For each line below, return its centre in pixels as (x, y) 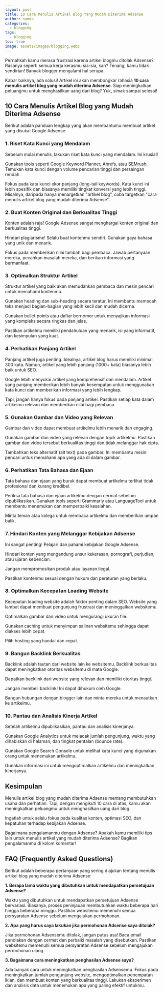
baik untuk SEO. (21, 370)
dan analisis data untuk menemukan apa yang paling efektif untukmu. (75, 985)
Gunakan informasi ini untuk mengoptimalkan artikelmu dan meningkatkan (80, 766)
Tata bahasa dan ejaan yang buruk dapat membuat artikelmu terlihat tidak (79, 481)
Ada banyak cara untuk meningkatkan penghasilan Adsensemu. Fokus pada (82, 970)
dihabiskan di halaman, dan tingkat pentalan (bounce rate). (64, 741)
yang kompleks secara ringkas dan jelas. (46, 321)
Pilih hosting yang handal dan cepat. (42, 640)
